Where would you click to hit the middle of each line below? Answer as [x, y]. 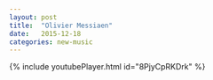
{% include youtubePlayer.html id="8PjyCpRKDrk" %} [107, 67]
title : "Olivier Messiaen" [61, 25]
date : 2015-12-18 [45, 33]
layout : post [33, 17]
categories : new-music [51, 42]
